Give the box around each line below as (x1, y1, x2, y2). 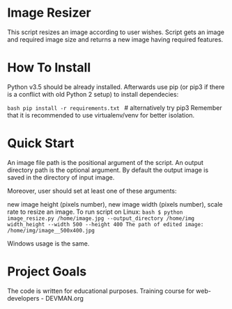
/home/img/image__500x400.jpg (7, 227, 95, 234)
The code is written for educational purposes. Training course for (7, 287, 195, 295)
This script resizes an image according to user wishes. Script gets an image (7, 28, 225, 36)
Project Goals (7, 264, 87, 279)
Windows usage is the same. (7, 239, 90, 248)
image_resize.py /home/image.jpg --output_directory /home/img (7, 214, 195, 222)
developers (7, 294, 40, 302)
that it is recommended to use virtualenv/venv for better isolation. (7, 111, 195, 119)
